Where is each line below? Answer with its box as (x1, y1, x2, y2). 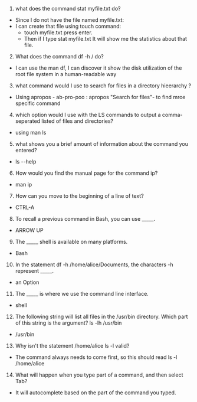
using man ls (15, 129, 47, 136)
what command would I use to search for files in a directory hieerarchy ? (15, 82, 192, 89)
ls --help (15, 158, 37, 165)
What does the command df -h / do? (15, 53, 104, 60)
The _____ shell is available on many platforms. (15, 238, 128, 245)
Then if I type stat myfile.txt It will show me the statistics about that (24, 35, 188, 42)
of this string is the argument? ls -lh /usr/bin (15, 319, 122, 326)
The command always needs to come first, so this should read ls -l (15, 354, 178, 361)
